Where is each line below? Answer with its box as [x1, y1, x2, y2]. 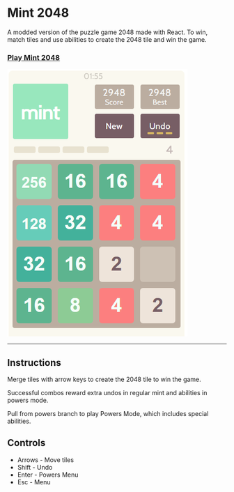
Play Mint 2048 [7, 52, 61, 62]
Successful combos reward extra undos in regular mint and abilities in [7, 389, 208, 397]
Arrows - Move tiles [17, 455, 75, 464]
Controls [7, 437, 46, 449]
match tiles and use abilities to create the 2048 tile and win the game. [7, 35, 207, 43]
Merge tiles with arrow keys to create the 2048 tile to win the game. [7, 375, 202, 384]
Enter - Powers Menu [17, 470, 79, 479]
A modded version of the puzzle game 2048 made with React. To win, [7, 28, 208, 36]
